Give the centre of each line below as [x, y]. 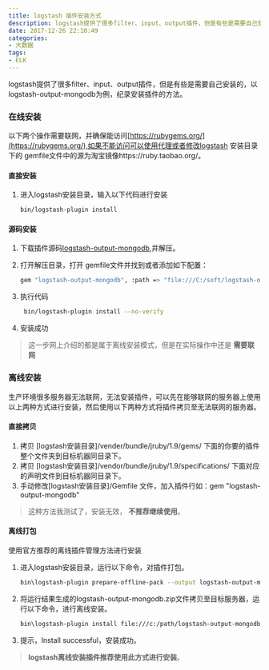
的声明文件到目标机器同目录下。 [72, 476]
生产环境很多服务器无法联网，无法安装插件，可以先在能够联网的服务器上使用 [134, 397]
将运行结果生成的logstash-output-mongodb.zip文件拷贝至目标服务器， [136, 598]
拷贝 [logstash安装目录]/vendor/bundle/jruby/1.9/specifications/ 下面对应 [140, 465]
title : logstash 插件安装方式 [55, 16]
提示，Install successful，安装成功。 [80, 640]
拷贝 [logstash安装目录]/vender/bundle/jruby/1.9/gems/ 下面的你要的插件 [140, 445]
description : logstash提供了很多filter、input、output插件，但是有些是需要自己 [133, 23]
